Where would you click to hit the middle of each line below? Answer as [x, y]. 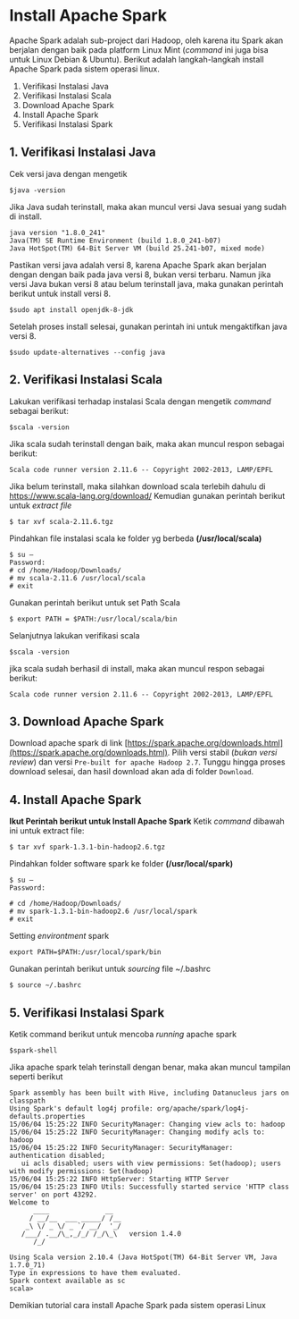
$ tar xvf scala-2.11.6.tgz [62, 521]
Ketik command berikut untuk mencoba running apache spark [123, 1034]
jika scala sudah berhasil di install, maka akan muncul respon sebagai [137, 668]
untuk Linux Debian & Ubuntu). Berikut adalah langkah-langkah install [137, 59]
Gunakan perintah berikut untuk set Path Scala [95, 602]
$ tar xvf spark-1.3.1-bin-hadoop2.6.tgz [87, 847]
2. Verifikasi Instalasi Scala [86, 380]
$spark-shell [33, 1051]
